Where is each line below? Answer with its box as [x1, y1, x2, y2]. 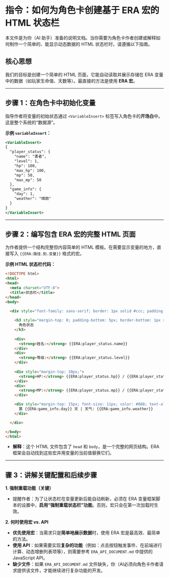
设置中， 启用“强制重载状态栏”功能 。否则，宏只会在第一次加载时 [21, 502, 154, 508]
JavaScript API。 [12, 555, 48, 561]
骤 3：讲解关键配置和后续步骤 [5, 471, 97, 479]
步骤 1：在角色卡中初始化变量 [5, 99, 96, 107]
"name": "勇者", [14, 154, 47, 159]
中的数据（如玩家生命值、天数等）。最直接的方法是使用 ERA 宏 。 [5, 77, 138, 84]
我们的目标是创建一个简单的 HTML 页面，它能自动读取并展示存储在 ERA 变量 [5, 71, 163, 77]
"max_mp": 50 [14, 177, 42, 183]
